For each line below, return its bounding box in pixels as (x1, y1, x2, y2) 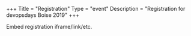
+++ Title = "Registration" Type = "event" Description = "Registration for (6, 5, 186, 12)
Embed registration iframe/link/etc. (6, 23, 92, 30)
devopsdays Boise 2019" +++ (6, 11, 80, 19)
